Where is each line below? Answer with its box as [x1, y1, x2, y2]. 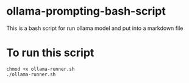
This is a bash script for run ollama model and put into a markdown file [6, 24, 184, 32]
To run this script [6, 46, 94, 60]
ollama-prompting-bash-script [6, 4, 166, 18]
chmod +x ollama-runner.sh [6, 66, 75, 72]
